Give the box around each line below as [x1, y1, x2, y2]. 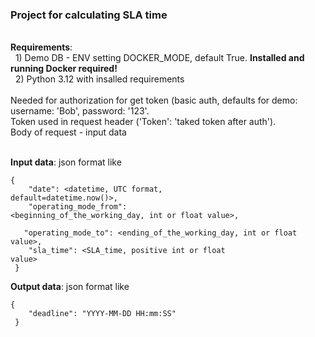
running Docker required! [10, 63, 118, 75]
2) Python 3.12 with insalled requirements [14, 73, 185, 85]
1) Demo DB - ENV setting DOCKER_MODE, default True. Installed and [14, 52, 305, 64]
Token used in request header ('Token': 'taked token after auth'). [10, 116, 277, 128]
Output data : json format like [10, 281, 130, 293]
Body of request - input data [10, 126, 127, 138]
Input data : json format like [10, 156, 122, 168]
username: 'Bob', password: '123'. [10, 105, 150, 117]
